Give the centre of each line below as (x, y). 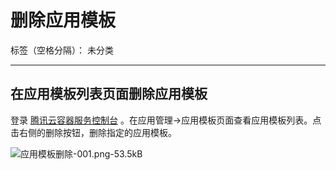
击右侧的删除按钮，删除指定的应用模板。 (93, 132)
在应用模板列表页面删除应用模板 (109, 94)
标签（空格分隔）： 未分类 (62, 50)
